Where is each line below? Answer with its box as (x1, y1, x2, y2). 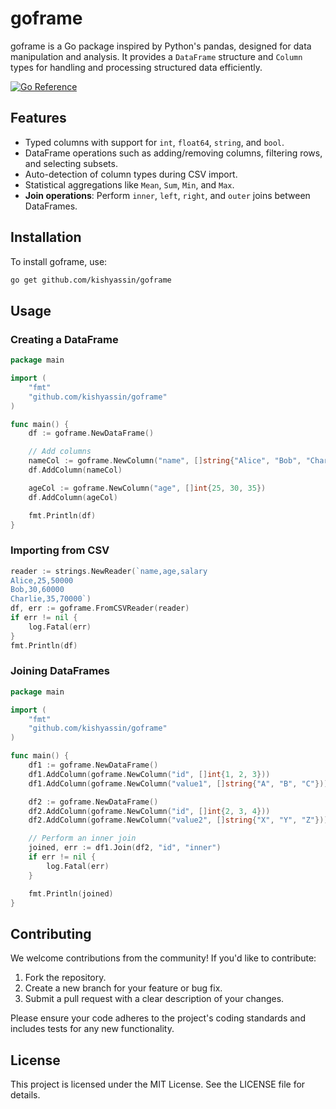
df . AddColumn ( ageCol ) (28, 492, 118, 502)
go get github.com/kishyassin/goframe (10, 275, 172, 285)
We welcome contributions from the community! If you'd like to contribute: (10, 952, 317, 964)
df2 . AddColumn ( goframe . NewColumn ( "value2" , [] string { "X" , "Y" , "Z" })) (28, 815, 329, 826)
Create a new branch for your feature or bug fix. (24, 982, 223, 994)
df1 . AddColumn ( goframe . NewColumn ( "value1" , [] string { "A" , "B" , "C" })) (28, 778, 329, 789)
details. (10, 1089, 41, 1101)
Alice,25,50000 (10, 575, 74, 586)
